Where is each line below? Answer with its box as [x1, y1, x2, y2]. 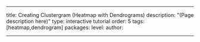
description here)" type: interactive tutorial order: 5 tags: [6, 18, 145, 24]
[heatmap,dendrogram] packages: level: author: [6, 24, 124, 31]
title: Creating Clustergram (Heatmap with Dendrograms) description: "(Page [6, 12, 194, 18]
